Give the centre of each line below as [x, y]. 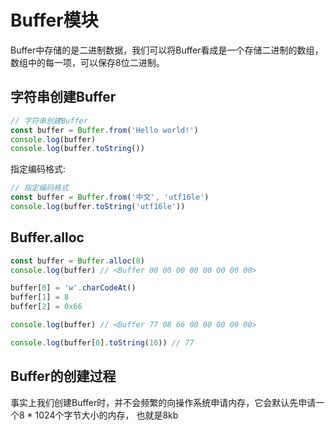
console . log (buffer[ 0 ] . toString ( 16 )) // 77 [102, 342]
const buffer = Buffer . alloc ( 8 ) [77, 261]
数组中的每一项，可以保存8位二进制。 [87, 62]
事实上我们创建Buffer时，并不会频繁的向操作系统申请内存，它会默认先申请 [163, 402]
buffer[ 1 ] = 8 [40, 297]
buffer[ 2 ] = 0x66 [46, 307]
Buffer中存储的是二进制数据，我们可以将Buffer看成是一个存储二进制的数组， [167, 50]
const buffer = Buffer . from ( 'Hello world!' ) [104, 130]
